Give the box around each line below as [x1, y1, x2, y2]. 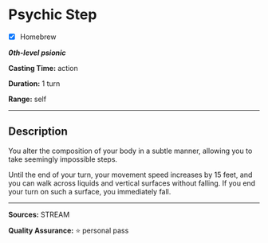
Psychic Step [8, 6, 97, 24]
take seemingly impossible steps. [8, 154, 118, 164]
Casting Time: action [8, 64, 78, 73]
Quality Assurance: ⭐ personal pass [8, 225, 129, 235]
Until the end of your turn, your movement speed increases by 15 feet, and [8, 170, 253, 179]
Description [8, 125, 68, 139]
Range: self [8, 94, 46, 104]
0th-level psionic [8, 48, 66, 57]
